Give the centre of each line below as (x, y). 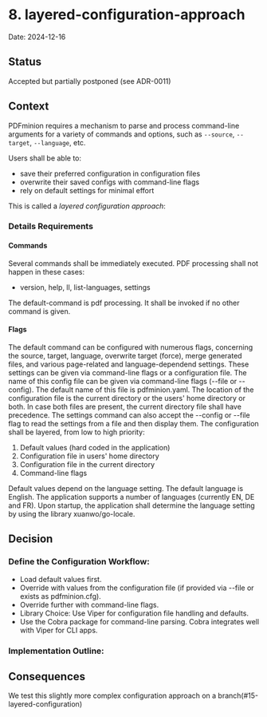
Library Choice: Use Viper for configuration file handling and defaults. (134, 613)
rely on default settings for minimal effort (87, 190)
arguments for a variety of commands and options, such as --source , (122, 134)
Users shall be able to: (45, 158)
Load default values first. (61, 579)
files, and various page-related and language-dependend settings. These (129, 364)
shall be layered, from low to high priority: (77, 432)
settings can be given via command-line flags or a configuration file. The (128, 372)
